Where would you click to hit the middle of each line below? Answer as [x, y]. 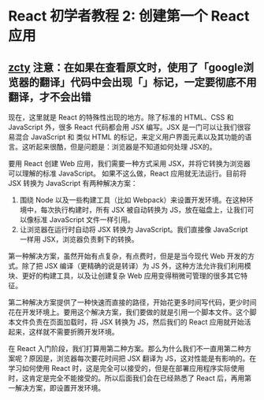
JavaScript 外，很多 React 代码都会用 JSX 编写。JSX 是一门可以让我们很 [126, 127]
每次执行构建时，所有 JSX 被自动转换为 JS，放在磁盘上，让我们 [144, 210]
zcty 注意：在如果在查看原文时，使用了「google [126, 67]
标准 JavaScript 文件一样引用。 [84, 220]
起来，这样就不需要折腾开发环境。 [63, 332]
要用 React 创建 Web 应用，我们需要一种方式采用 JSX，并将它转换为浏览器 [129, 163]
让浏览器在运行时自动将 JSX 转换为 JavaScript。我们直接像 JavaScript [134, 230]
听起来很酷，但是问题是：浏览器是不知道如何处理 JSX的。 [123, 147]
